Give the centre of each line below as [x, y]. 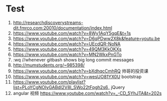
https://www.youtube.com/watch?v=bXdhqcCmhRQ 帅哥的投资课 [81, 71]
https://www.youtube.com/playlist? [49, 82]
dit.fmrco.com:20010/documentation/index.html [63, 27]
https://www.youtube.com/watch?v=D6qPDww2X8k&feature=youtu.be [87, 38]
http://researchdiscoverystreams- [48, 22]
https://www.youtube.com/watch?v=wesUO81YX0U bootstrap [77, 76]
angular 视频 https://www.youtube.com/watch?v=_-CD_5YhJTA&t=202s [87, 93]
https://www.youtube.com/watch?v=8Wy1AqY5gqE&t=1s [72, 33]
